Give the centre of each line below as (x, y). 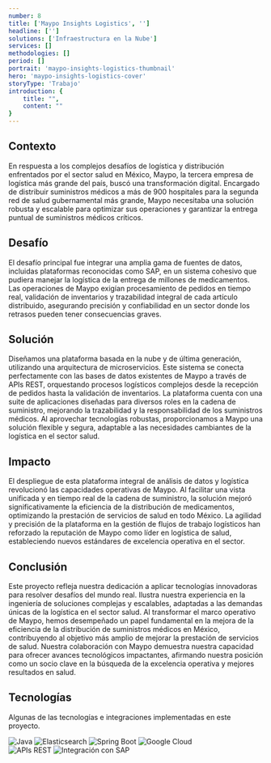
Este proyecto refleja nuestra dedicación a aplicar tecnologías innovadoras (133, 587)
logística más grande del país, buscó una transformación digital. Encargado (134, 183)
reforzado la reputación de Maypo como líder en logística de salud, (120, 533)
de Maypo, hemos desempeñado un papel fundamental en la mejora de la (131, 621)
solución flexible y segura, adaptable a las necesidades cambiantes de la (130, 428)
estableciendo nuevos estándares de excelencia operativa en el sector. (127, 541)
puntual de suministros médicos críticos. (76, 217)
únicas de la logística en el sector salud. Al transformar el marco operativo (132, 613)
